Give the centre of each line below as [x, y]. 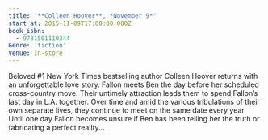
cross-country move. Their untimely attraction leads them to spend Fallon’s [133, 93]
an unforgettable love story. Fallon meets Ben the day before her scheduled [134, 84]
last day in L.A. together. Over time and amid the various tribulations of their [134, 102]
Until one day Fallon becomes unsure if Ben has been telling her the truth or [134, 119]
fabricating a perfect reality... [57, 127]
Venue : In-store [36, 53]
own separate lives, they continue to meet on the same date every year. [127, 110]
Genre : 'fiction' [38, 46]
